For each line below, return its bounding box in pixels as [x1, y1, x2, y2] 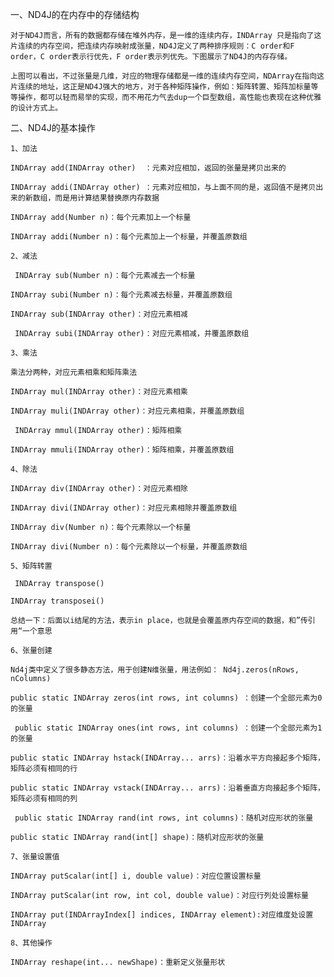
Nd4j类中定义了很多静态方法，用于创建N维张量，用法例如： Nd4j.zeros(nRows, [10, 665, 300, 675]
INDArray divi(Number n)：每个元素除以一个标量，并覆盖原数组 [10, 542, 248, 552]
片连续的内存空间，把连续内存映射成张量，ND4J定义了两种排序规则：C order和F [10, 41, 295, 51]
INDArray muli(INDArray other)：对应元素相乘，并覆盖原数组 [10, 406, 245, 416]
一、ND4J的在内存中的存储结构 [10, 9, 140, 20]
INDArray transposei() [10, 596, 105, 606]
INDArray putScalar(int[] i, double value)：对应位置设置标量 [10, 871, 262, 881]
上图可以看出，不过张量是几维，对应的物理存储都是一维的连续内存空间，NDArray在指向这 [10, 71, 325, 81]
